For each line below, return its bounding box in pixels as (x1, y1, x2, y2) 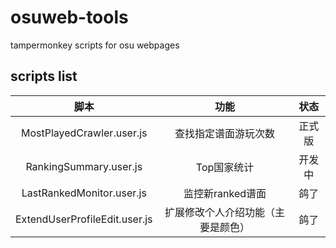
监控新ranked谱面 (183, 186, 267, 200)
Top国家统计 (195, 160, 255, 174)
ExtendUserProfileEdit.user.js (15, 212, 153, 226)
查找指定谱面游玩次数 (174, 126, 276, 140)
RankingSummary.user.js (25, 159, 143, 173)
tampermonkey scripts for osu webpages (10, 39, 180, 51)
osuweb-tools (10, 6, 129, 29)
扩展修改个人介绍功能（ (164, 205, 276, 219)
